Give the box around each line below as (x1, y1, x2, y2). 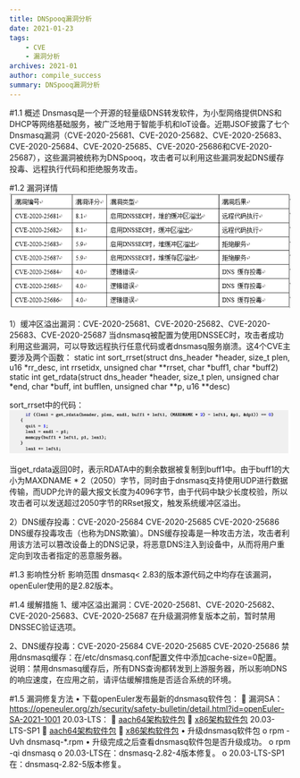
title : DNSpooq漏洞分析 (9, 14, 92, 23)
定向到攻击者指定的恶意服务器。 (9, 550, 127, 560)
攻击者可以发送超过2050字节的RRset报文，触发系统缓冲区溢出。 (9, 497, 246, 508)
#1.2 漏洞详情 (9, 182, 59, 192)
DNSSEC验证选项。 (9, 621, 81, 632)
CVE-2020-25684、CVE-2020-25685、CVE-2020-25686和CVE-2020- (9, 141, 272, 151)
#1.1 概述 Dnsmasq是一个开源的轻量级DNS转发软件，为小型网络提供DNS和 (9, 107, 283, 118)
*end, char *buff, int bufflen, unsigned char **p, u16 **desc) (9, 380, 230, 391)
